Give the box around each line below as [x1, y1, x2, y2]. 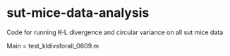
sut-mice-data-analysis [6, 5, 150, 21]
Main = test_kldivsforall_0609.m [6, 41, 99, 50]
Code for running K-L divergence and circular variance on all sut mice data [6, 28, 224, 36]
